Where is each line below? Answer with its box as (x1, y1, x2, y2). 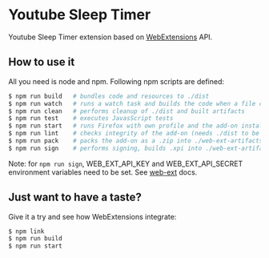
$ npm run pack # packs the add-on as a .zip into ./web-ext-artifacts (8, 137, 263, 145)
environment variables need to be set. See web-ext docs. (8, 167, 198, 177)
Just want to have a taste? (8, 191, 143, 204)
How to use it (8, 55, 75, 69)
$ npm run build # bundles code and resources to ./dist (8, 92, 210, 100)
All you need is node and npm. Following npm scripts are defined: (8, 76, 225, 86)
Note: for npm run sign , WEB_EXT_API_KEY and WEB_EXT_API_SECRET (8, 159, 243, 168)
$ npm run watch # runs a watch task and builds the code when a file (8, 99, 256, 107)
